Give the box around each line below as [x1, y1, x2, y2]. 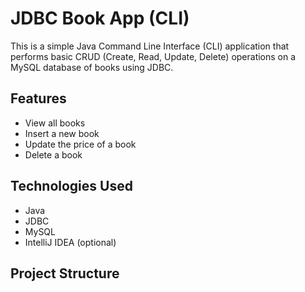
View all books [24, 117, 86, 129]
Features [10, 90, 67, 107]
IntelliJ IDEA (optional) [24, 236, 117, 248]
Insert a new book [24, 127, 100, 139]
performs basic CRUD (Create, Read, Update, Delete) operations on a [10, 50, 297, 62]
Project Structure [10, 265, 120, 282]
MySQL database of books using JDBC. [10, 61, 174, 73]
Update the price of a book [24, 138, 137, 150]
